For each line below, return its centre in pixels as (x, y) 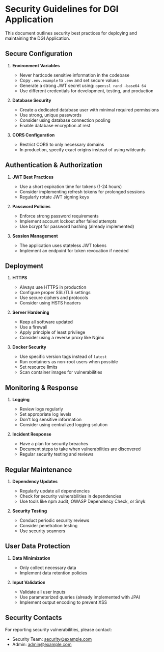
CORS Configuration (33, 135)
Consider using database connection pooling (65, 120)
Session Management (35, 236)
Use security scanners (42, 531)
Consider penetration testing (48, 526)
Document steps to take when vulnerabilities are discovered (80, 449)
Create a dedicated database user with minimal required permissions (89, 109)
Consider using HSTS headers (50, 303)
